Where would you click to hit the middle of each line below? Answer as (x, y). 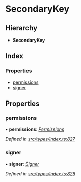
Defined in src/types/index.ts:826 (40, 174)
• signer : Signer (22, 164)
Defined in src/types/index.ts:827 (40, 139)
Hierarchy (21, 28)
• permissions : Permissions (35, 129)
